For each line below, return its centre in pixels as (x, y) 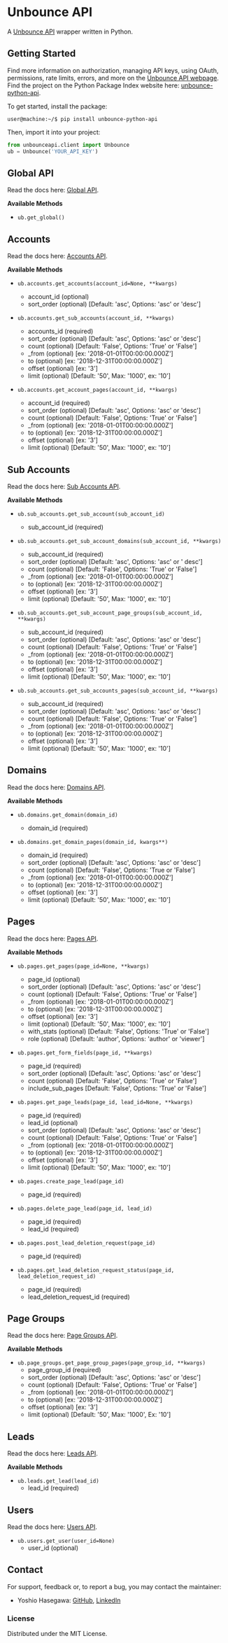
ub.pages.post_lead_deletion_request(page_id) (86, 1243)
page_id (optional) (54, 979)
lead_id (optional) (53, 1122)
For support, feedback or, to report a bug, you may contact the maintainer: (114, 1586)
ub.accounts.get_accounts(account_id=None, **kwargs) (97, 284)
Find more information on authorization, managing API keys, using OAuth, (113, 70)
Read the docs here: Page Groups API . (63, 1335)
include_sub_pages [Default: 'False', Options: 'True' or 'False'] (117, 1088)
